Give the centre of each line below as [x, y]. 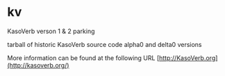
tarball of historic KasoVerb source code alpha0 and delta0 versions [105, 44]
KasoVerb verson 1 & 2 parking [51, 31]
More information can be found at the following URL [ [83, 58]
